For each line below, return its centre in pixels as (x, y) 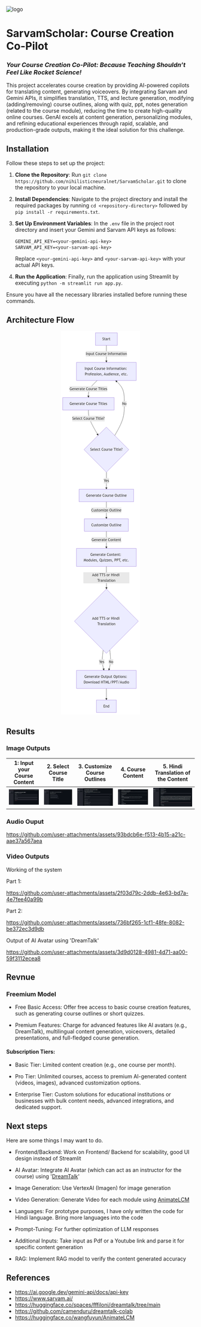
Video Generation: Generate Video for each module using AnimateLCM (102, 1200)
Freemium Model (31, 994)
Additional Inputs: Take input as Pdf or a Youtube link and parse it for (99, 1241)
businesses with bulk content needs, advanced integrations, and (95, 1101)
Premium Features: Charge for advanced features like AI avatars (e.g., (101, 1025)
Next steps (27, 1126)
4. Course (133, 769)
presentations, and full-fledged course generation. (77, 1038)
